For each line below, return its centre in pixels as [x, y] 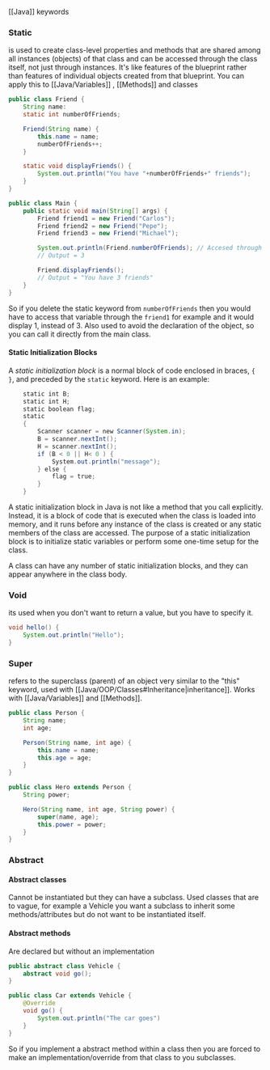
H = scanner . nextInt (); [77, 446]
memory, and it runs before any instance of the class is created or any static [135, 524]
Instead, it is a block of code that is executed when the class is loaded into [132, 516]
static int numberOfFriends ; [72, 115]
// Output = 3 [61, 256]
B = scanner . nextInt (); [77, 439]
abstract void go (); [57, 974]
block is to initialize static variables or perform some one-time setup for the [134, 541]
